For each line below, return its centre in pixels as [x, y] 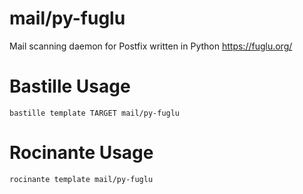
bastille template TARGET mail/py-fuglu [95, 113]
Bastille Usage [70, 86]
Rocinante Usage [81, 153]
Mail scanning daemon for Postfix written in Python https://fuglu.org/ [151, 46]
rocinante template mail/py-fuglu [81, 179]
